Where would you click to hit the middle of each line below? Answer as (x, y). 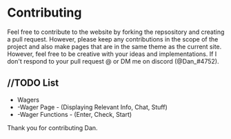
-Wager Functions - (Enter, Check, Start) (74, 114)
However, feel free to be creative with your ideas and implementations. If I (112, 54)
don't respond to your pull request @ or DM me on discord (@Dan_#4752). (113, 61)
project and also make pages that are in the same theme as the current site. (114, 46)
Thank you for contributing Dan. (52, 128)
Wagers (28, 100)
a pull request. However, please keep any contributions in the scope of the (113, 39)
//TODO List (33, 83)
